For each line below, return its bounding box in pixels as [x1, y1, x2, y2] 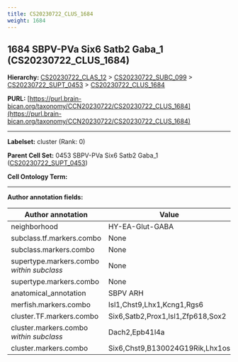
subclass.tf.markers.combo [11, 234, 101, 243]
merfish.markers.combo [11, 300, 91, 309]
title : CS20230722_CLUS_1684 [7, 10, 93, 18]
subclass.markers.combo [11, 245, 95, 255]
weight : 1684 [7, 17, 46, 24]
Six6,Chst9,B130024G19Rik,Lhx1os [108, 344, 231, 353]
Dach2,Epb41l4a [108, 327, 165, 337]
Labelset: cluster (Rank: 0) [7, 138, 86, 146]
